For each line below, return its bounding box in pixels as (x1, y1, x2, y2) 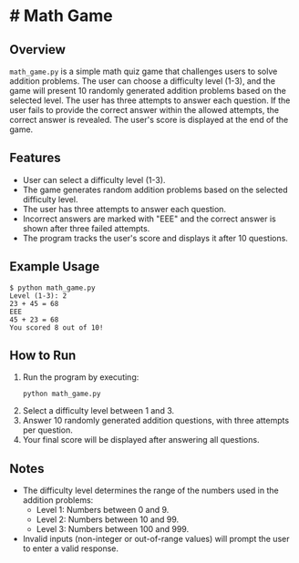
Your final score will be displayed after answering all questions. (22, 435, 260, 445)
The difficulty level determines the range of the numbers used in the (22, 485, 280, 496)
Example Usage (9, 259, 100, 274)
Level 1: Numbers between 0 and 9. (36, 505, 170, 516)
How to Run (9, 348, 77, 363)
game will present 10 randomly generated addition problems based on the (9, 86, 287, 96)
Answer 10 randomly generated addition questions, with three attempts (22, 415, 290, 426)
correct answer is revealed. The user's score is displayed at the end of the (9, 115, 289, 125)
